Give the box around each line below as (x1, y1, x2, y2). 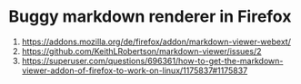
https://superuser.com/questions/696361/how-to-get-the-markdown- (21, 55, 284, 66)
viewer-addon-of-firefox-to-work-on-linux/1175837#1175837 (21, 65, 248, 76)
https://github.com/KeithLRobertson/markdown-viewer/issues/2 (21, 45, 262, 56)
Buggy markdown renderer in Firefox (8, 6, 292, 27)
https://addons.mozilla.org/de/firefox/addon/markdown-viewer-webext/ (21, 36, 292, 47)
